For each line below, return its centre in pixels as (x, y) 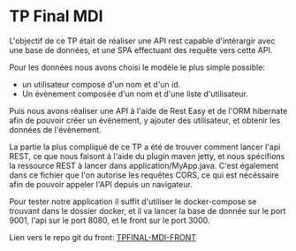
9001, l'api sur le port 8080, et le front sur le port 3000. (110, 220)
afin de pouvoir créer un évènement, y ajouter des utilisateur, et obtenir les (145, 120)
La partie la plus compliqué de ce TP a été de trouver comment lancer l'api (145, 147)
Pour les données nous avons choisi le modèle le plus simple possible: (137, 67)
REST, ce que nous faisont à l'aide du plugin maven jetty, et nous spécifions (147, 156)
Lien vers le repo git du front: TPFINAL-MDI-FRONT (103, 237)
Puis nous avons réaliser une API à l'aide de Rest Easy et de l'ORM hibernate (148, 110)
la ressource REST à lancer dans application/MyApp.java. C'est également (144, 165)
